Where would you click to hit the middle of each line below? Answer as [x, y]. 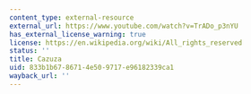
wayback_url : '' [39, 76]
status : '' [30, 51]
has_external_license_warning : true [78, 34]
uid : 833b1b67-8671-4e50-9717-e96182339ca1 [92, 68]
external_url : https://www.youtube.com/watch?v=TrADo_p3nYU [124, 26]
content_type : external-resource [72, 17]
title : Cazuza [36, 59]
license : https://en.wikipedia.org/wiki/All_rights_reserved [126, 43]
